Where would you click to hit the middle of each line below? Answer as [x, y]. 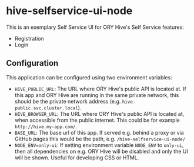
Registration [29, 38]
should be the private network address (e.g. [68, 101]
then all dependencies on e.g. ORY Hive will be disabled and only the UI [101, 151]
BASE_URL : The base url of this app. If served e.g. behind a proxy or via [99, 132]
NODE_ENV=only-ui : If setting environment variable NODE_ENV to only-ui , [99, 145]
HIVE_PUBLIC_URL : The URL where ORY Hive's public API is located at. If [100, 89]
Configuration [32, 63]
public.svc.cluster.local [46, 108]
